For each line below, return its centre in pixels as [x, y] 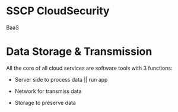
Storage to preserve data [45, 102]
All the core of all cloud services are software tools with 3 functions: [90, 68]
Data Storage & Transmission [79, 52]
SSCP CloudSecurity [58, 11]
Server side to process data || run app [61, 79]
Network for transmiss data [48, 91]
